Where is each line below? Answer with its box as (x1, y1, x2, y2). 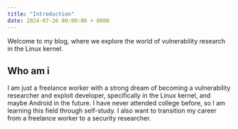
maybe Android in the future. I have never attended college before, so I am (7, 99, 226, 108)
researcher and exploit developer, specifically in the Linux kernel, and (7, 91, 211, 100)
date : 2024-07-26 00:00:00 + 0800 (7, 17, 110, 24)
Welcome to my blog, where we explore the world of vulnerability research (7, 36, 226, 45)
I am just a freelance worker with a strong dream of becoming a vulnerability (7, 83, 231, 93)
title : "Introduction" (7, 10, 75, 18)
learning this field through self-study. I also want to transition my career (7, 106, 217, 115)
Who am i (7, 65, 50, 77)
